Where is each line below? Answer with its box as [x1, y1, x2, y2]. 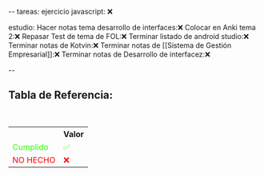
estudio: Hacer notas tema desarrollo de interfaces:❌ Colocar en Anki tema [8, 23, 256, 32]
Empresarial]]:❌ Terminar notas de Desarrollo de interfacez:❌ [8, 49, 210, 59]
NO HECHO [12, 154, 56, 166]
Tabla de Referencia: [8, 88, 114, 102]
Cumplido [12, 141, 50, 152]
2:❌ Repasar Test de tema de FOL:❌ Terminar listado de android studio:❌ [8, 32, 250, 41]
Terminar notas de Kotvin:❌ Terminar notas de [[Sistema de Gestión [8, 41, 232, 50]
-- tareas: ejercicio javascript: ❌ [8, 7, 114, 16]
